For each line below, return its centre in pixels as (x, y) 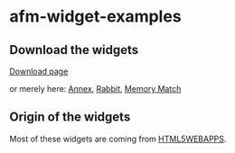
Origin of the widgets (70, 117)
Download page (39, 71)
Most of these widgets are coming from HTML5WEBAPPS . (118, 139)
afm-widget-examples (96, 17)
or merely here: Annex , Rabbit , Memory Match (95, 89)
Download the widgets (74, 50)
